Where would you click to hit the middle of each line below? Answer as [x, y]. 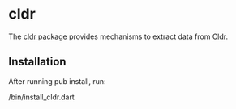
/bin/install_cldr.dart [41, 97]
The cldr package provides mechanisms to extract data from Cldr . [118, 36]
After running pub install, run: [57, 81]
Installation [37, 62]
